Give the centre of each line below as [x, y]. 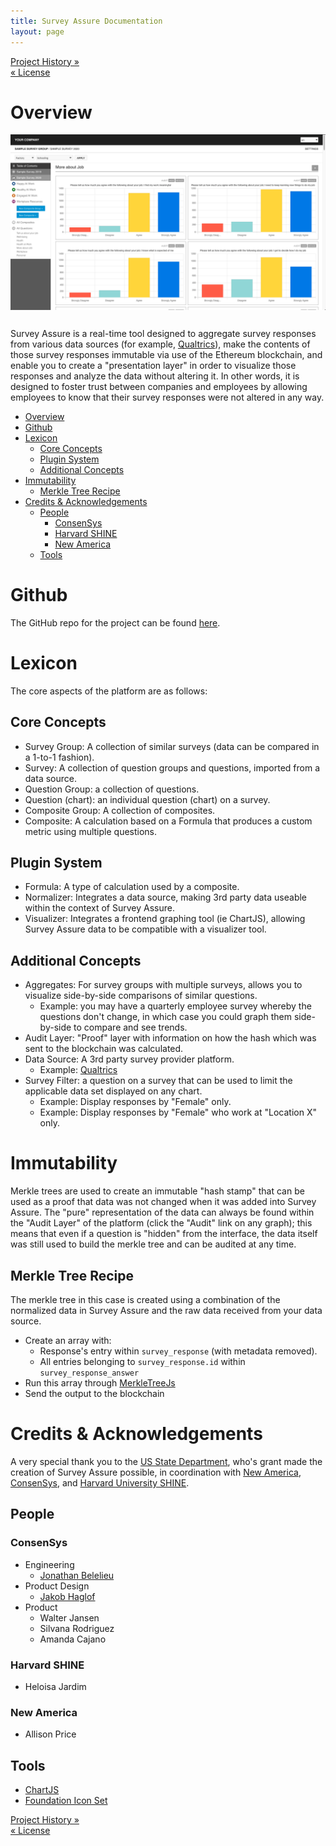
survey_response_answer [89, 1373]
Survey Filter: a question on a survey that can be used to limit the [158, 1081]
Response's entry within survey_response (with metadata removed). [178, 1351]
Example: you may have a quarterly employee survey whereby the [175, 1006]
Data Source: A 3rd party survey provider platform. [129, 1059]
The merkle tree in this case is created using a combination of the [145, 1300]
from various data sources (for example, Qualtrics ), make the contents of [160, 344]
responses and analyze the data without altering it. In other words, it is [155, 376]
